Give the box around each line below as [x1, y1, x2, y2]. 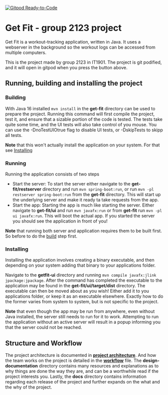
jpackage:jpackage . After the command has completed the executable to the [5, 277, 162, 283]
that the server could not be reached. [5, 324, 82, 330]
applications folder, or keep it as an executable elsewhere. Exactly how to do [5, 293, 163, 299]
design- [142, 357, 159, 363]
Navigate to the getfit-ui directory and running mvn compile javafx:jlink [5, 272, 156, 278]
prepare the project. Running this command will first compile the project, [5, 111, 155, 117]
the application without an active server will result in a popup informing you [5, 319, 161, 325]
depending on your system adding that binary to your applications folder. [5, 262, 156, 268]
